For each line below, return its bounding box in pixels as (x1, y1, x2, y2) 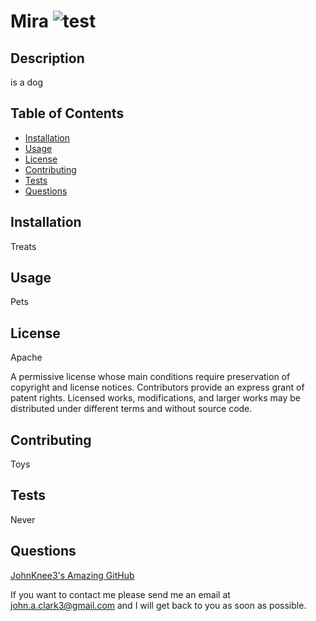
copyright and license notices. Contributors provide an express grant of (10, 381, 305, 394)
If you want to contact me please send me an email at (10, 588, 231, 600)
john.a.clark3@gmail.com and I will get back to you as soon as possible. (10, 599, 307, 611)
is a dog (10, 76, 44, 88)
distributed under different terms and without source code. (10, 403, 253, 415)
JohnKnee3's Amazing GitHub (10, 569, 135, 581)
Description (10, 50, 85, 67)
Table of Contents (10, 105, 125, 122)
